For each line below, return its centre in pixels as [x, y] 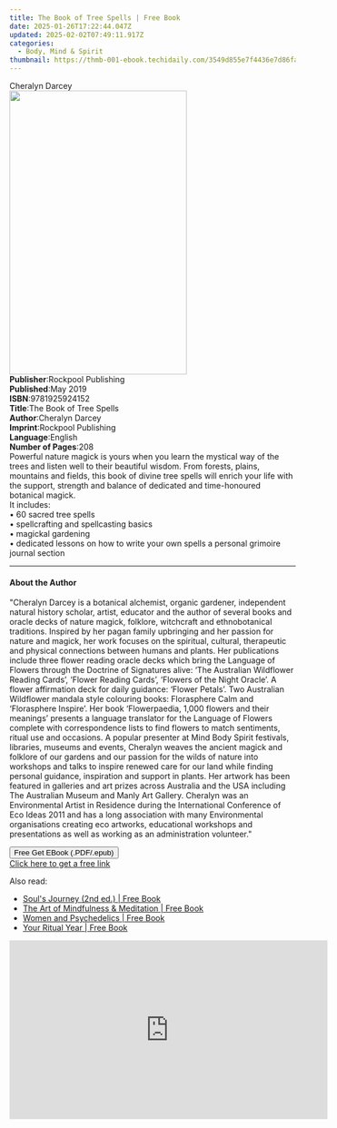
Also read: [29, 881]
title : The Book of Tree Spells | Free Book [95, 18]
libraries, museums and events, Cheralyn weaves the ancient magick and [146, 747]
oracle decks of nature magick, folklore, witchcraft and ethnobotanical [141, 622]
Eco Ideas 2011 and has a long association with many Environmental [136, 815]
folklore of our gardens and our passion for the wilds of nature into [134, 757]
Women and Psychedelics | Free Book [94, 918]
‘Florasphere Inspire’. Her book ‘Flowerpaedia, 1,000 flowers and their [139, 708]
